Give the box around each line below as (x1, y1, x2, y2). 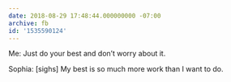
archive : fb (8, 19, 49, 27)
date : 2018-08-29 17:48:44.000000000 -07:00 (8, 11, 161, 20)
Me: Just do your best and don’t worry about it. (8, 49, 166, 59)
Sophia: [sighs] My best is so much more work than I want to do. (8, 64, 225, 74)
